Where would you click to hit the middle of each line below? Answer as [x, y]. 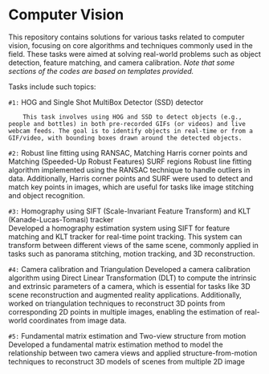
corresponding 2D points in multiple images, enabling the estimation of [126, 311]
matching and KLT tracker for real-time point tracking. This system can [125, 236]
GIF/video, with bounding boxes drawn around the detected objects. [125, 138]
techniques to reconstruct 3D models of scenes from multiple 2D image [127, 361]
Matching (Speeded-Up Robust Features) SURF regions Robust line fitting [130, 161]
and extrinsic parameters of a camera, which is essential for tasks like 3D [129, 286]
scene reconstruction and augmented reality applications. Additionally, [125, 295]
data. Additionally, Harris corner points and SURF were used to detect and [130, 178]
